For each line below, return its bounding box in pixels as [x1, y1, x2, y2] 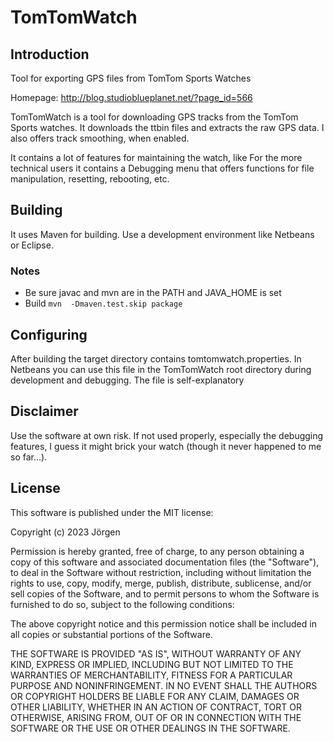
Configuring [10, 326, 88, 343]
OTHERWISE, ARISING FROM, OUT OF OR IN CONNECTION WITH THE [10, 711, 302, 723]
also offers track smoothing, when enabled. [10, 132, 190, 144]
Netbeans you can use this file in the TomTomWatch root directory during [10, 363, 312, 375]
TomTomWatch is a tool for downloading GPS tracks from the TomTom [10, 111, 299, 123]
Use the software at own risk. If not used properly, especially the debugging [10, 429, 324, 441]
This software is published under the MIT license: [10, 506, 214, 518]
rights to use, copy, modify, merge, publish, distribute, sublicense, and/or [10, 577, 312, 589]
